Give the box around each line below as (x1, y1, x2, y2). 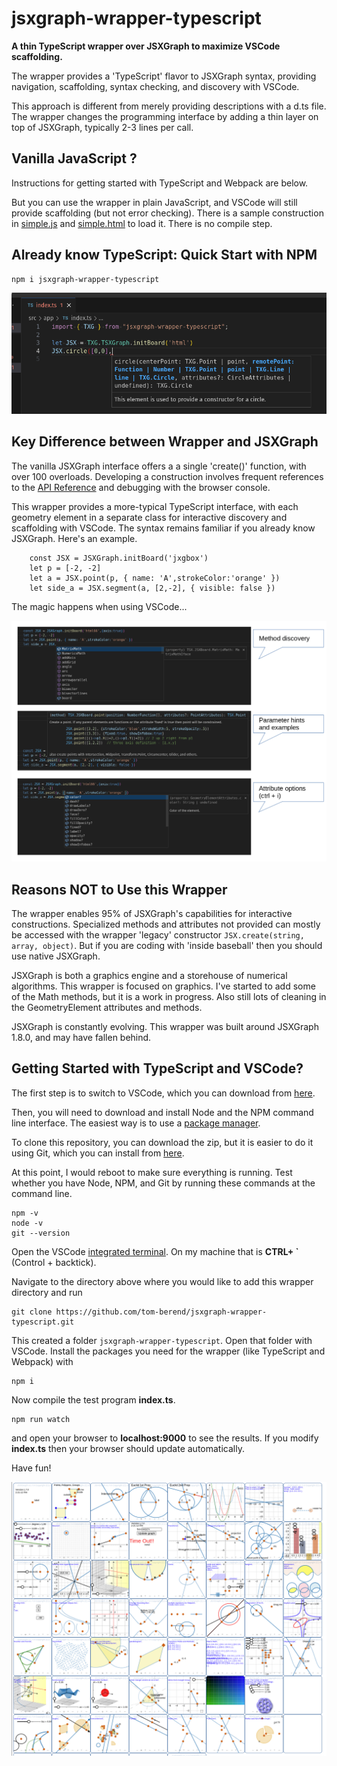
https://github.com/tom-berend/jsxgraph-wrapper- (55, 1307, 268, 1317)
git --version (11, 1228, 71, 1238)
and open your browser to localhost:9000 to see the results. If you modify (11, 1432, 319, 1444)
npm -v (11, 1208, 39, 1218)
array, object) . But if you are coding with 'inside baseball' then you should (11, 940, 323, 952)
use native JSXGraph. (11, 950, 101, 962)
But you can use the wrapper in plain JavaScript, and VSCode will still (11, 196, 298, 208)
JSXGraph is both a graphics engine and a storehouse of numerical (11, 970, 288, 982)
